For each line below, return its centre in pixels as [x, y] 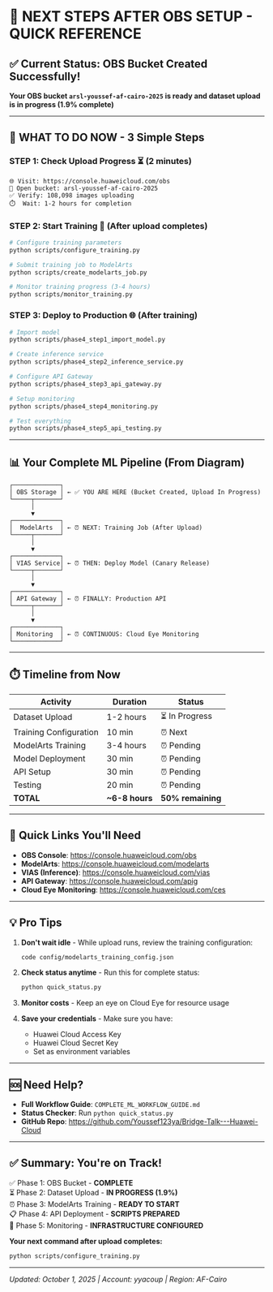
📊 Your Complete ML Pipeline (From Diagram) [127, 462]
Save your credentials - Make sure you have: [97, 1019]
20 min [120, 785]
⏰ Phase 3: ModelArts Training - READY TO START [95, 1204]
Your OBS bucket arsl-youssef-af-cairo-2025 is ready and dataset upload [135, 96]
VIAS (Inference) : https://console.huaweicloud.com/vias [115, 872]
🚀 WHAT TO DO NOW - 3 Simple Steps [107, 138]
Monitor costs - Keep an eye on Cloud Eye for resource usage [125, 1003]
